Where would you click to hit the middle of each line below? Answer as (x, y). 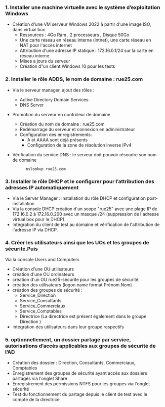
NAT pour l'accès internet (46, 45)
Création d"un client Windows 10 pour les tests (67, 66)
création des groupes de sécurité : (47, 290)
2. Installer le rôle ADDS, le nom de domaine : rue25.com (74, 79)
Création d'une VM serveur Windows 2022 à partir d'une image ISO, (82, 24)
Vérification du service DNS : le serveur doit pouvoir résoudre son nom (84, 154)
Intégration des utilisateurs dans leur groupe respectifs (68, 327)
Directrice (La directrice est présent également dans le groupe (83, 317)
